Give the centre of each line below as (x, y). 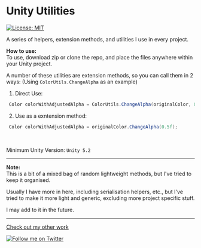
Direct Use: (29, 93)
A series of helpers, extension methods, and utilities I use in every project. (98, 39)
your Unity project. (29, 64)
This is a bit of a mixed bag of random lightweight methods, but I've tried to (99, 174)
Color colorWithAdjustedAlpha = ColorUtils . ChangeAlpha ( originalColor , (100, 104)
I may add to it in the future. (40, 210)
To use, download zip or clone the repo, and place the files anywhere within (100, 57)
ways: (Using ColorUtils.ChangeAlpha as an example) (72, 82)
